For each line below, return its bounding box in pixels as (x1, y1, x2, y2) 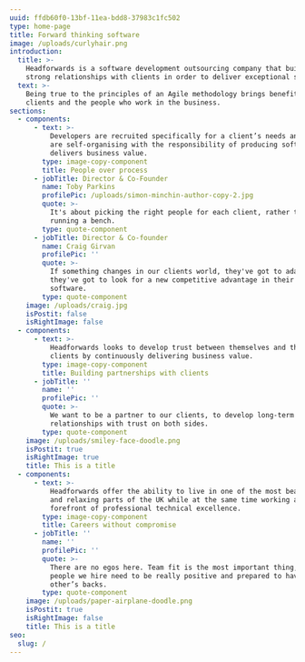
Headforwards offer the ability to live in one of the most (49, 486, 282, 496)
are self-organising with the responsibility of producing (49, 140, 279, 149)
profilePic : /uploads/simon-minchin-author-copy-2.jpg (42, 191, 254, 200)
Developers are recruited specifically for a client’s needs (49, 132, 286, 141)
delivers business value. (49, 148, 148, 157)
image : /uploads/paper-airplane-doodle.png (25, 597, 193, 606)
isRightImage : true (25, 453, 100, 462)
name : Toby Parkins (42, 183, 116, 192)
